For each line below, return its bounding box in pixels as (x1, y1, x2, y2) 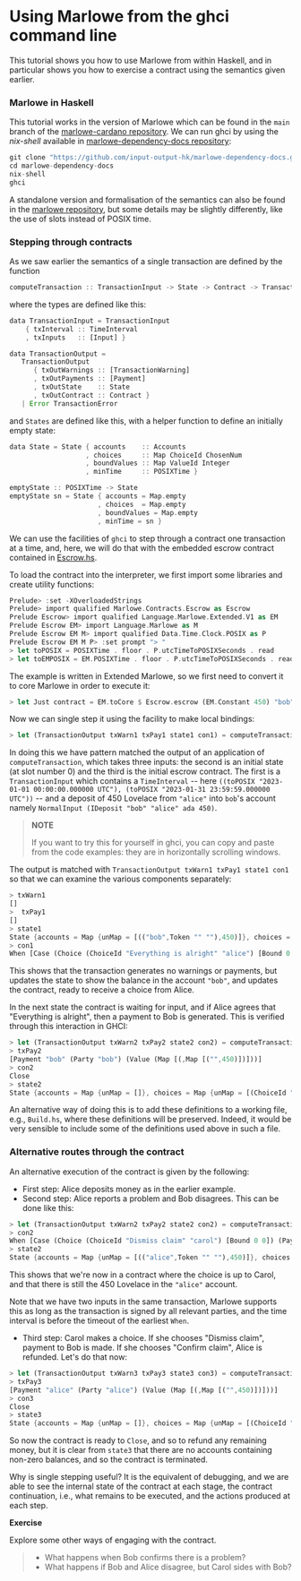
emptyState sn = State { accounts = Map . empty (9, 492, 186, 501)
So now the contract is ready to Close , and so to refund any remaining (9, 1435, 267, 1446)
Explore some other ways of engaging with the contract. (9, 1534, 217, 1546)
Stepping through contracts (9, 236, 133, 248)
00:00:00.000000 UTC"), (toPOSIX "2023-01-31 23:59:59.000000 (32, 786, 271, 795)
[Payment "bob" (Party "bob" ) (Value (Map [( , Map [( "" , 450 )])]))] (9, 1055, 262, 1064)
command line (9, 25, 118, 46)
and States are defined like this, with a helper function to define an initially (9, 415, 284, 426)
